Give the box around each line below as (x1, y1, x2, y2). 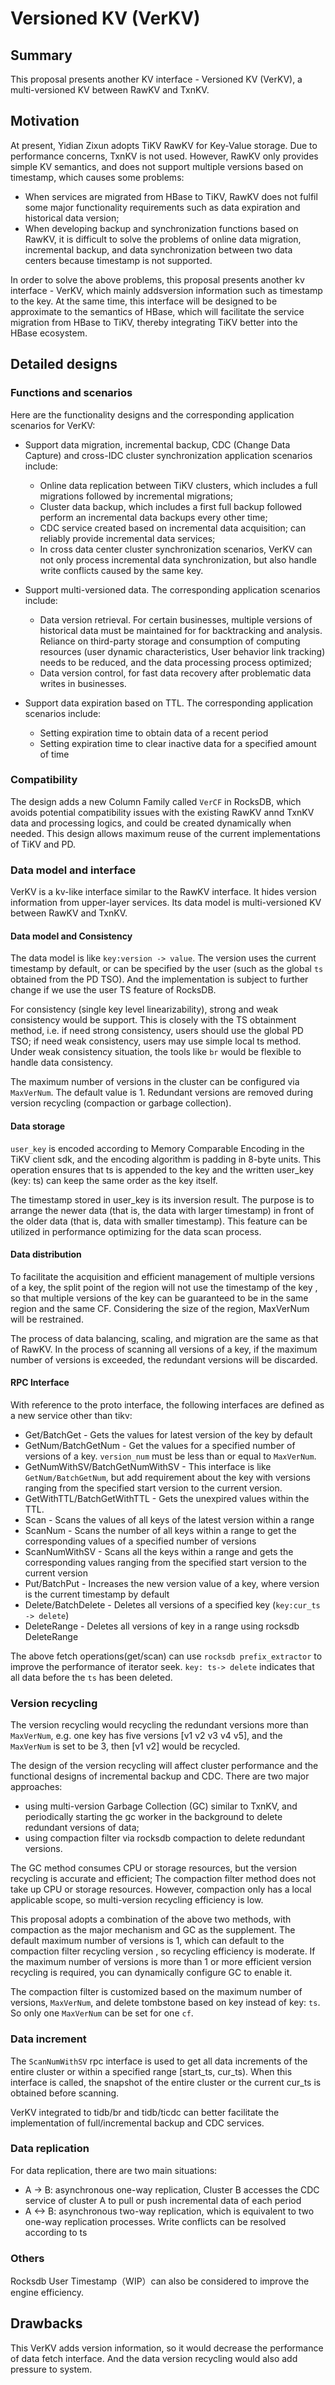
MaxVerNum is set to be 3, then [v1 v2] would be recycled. (10, 1740, 241, 1752)
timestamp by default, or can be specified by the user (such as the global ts (10, 963, 324, 975)
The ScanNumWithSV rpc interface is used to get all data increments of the (10, 2055, 308, 2067)
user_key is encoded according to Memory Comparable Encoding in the (10, 1142, 305, 1154)
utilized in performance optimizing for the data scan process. (10, 1225, 262, 1237)
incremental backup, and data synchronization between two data (24, 243, 293, 256)
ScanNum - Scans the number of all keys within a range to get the (24, 1524, 297, 1536)
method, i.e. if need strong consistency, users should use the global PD (10, 1025, 304, 1037)
